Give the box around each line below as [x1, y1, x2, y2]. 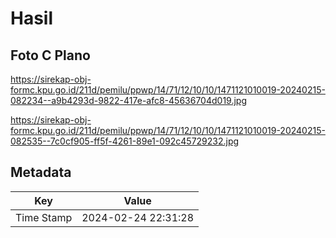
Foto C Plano [10, 47, 91, 64]
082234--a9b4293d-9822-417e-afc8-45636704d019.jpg [10, 95, 247, 106]
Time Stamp [15, 210, 73, 224]
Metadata [10, 164, 72, 181]
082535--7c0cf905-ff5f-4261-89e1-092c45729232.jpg [10, 135, 240, 147]
